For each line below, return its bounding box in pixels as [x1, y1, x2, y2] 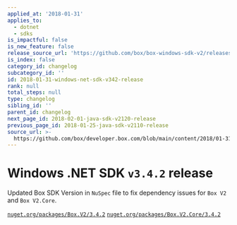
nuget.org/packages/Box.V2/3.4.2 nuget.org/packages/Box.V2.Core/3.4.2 [7, 211, 221, 219]
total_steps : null [7, 89, 61, 96]
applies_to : [7, 17, 42, 24]
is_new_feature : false [7, 43, 74, 50]
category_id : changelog [7, 63, 78, 70]
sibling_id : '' [7, 102, 52, 109]
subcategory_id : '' [7, 69, 65, 76]
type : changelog [7, 96, 55, 103]
